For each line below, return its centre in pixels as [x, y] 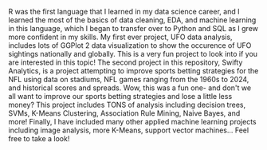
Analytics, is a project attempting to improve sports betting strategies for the [133, 71]
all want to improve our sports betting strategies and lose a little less [120, 96]
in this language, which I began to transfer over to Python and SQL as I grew [133, 28]
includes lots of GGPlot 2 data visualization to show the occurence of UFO [130, 45]
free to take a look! [39, 138]
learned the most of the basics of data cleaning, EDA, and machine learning [132, 20]
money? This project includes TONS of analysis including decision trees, [127, 105]
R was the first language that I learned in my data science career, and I [124, 12]
